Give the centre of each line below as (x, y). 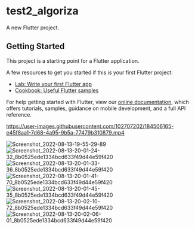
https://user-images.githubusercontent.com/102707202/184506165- (90, 126)
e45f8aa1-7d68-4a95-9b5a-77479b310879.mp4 (66, 132)
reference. (19, 114)
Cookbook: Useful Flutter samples (57, 90)
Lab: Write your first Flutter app (53, 84)
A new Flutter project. (33, 28)
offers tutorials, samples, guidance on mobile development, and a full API (96, 108)
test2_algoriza (42, 11)
